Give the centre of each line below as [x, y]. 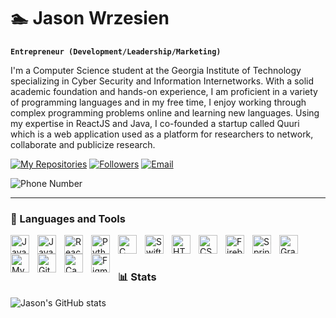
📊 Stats [137, 277]
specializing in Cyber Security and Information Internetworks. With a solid [162, 81]
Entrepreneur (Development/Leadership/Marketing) [116, 51]
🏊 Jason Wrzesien [90, 18]
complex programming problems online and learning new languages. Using [165, 112]
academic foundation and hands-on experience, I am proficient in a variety [164, 91]
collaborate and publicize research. [83, 144]
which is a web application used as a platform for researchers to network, [162, 134]
